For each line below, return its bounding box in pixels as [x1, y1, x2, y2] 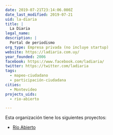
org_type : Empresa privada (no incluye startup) [5, 45, 109, 50]
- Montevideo [10, 87, 37, 92]
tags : [5, 69, 17, 74]
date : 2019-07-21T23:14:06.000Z [5, 7, 73, 13]
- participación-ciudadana [10, 78, 66, 83]
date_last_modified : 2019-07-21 [5, 12, 73, 17]
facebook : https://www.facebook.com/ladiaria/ [5, 59, 104, 64]
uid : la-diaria [5, 17, 37, 22]
